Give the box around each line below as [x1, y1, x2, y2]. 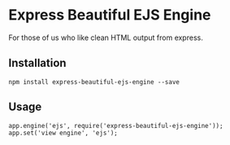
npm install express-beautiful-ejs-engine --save [8, 77, 180, 86]
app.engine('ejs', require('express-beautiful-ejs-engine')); [8, 121, 223, 130]
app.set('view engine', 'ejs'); [8, 129, 118, 137]
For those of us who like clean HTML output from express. [8, 33, 203, 42]
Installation [8, 56, 67, 70]
